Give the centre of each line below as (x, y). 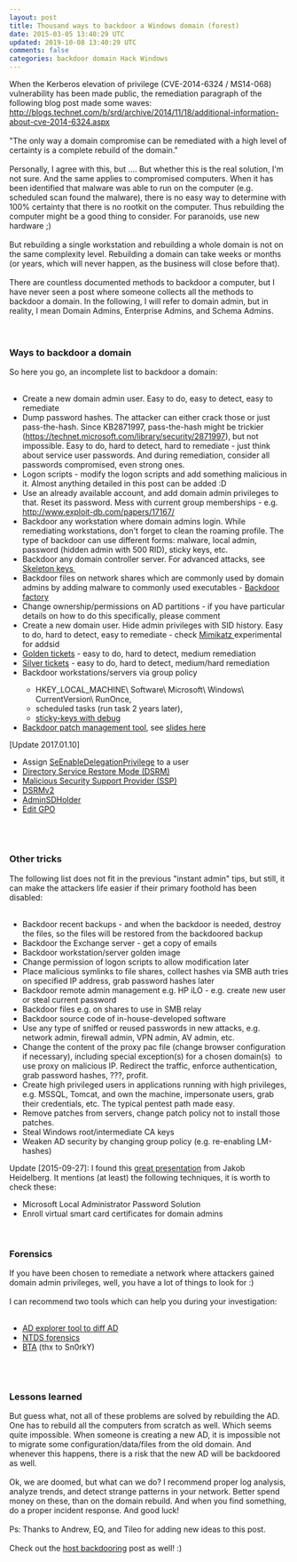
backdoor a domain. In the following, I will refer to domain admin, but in (139, 301)
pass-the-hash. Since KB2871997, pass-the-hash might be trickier (143, 427)
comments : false (39, 51)
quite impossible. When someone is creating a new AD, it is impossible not (145, 1435)
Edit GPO (39, 809)
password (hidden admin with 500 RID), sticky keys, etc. (125, 550)
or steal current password (69, 999)
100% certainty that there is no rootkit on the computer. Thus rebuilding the (147, 207)
